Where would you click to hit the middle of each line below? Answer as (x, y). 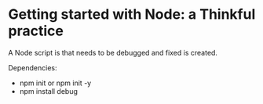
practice (36, 31)
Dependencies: (33, 67)
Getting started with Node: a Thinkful (132, 14)
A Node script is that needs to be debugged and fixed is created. (113, 52)
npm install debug (49, 91)
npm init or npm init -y (55, 83)
